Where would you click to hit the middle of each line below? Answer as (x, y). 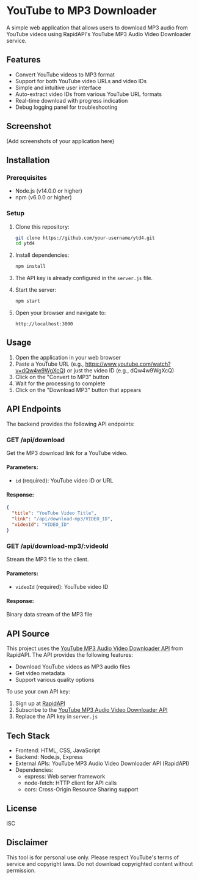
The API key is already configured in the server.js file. (84, 278)
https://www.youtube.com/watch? (128, 364)
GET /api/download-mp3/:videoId (57, 546)
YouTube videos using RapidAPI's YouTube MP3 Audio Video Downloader (99, 34)
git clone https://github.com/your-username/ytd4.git (85, 238)
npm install (30, 267)
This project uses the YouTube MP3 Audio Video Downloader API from (95, 648)
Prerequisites (27, 177)
